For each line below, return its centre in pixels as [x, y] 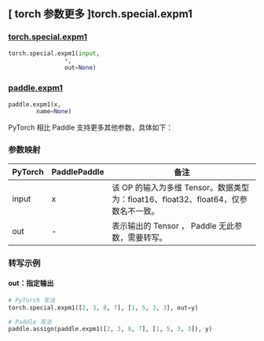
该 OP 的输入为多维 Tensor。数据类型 [181, 187]
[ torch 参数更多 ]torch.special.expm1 [100, 14]
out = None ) [80, 68]
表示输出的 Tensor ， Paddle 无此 [173, 225]
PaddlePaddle [78, 171]
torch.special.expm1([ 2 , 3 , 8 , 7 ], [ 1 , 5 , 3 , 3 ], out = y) [103, 308]
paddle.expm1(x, [35, 104]
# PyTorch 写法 [32, 300]
